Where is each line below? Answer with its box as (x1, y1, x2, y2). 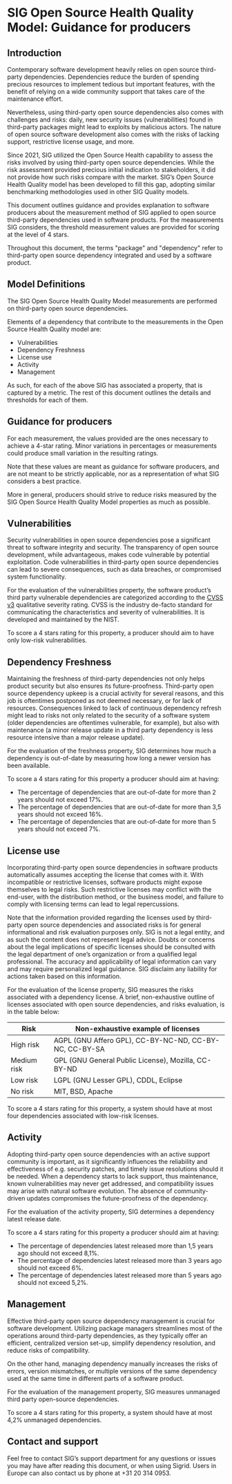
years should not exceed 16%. (17, 810, 104, 818)
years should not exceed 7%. (17, 825, 101, 834)
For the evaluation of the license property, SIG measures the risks (7, 986, 194, 994)
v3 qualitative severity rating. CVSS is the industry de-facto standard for (7, 601, 213, 609)
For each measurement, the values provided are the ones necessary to (7, 434, 209, 442)
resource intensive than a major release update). (7, 733, 145, 742)
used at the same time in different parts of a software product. (7, 1374, 184, 1382)
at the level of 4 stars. (7, 230, 69, 238)
